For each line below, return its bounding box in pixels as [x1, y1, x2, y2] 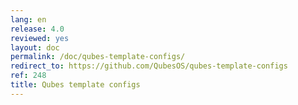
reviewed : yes [10, 33, 70, 43]
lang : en [10, 14, 47, 25]
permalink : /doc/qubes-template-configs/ [10, 52, 186, 62]
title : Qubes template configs [10, 80, 141, 90]
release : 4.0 [10, 24, 65, 34]
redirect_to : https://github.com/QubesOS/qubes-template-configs [10, 61, 288, 71]
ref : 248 [10, 71, 47, 81]
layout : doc [10, 42, 60, 53]
